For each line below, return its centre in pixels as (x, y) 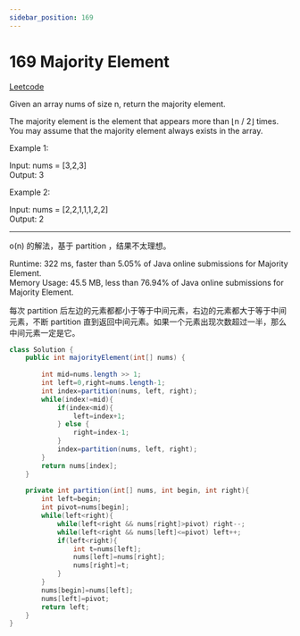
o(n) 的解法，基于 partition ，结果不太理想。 (90, 246)
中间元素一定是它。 (45, 332)
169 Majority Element (89, 61)
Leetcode (27, 87)
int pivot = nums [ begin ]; (85, 507)
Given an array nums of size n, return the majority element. (117, 104)
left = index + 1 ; (99, 416)
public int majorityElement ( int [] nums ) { (105, 358)
